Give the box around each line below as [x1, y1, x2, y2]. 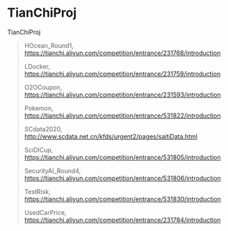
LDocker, [24, 62, 51, 70]
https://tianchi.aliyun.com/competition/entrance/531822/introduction [24, 111, 221, 120]
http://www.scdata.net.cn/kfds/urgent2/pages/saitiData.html [24, 132, 198, 141]
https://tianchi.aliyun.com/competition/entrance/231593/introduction [24, 90, 221, 99]
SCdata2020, [24, 125, 63, 133]
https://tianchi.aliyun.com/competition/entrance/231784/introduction [24, 216, 221, 224]
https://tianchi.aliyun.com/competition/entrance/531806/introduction [24, 174, 221, 182]
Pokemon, [24, 104, 54, 112]
